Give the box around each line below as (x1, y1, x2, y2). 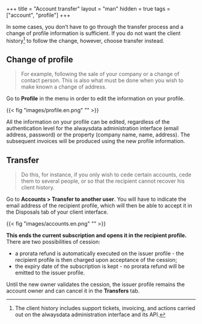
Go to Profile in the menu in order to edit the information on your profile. (6, 95, 185, 102)
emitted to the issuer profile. (14, 269, 85, 276)
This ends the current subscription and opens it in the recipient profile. (6, 232, 187, 239)
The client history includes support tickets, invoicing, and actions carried (14, 305, 195, 312)
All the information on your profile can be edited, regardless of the (6, 118, 170, 125)
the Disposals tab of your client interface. (6, 208, 109, 216)
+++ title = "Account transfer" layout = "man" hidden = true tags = (6, 5, 171, 12)
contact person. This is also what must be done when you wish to (20, 77, 184, 84)
